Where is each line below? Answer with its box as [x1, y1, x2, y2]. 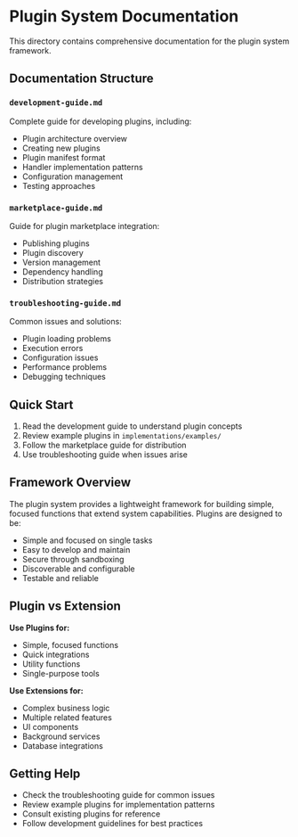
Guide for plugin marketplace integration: [9, 220, 160, 231]
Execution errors [21, 343, 84, 354]
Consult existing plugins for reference [21, 808, 161, 819]
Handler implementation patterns [21, 161, 144, 172]
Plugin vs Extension [9, 599, 122, 614]
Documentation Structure [9, 71, 154, 86]
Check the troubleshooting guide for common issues [21, 790, 215, 800]
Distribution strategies [21, 275, 104, 286]
